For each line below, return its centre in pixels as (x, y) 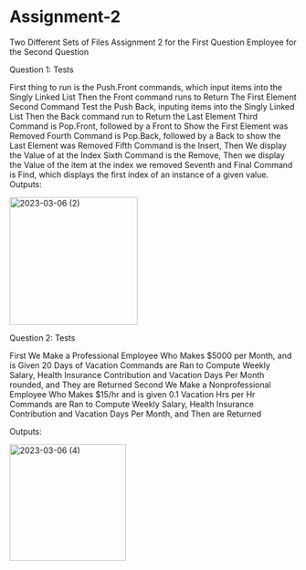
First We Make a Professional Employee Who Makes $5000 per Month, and (151, 355)
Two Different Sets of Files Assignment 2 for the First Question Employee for (153, 42)
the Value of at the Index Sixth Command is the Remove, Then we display (147, 155)
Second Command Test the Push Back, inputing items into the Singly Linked (152, 106)
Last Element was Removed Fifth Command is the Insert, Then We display (148, 145)
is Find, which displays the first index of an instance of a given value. (139, 174)
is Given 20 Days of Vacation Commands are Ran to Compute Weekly (140, 365)
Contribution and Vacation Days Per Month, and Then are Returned (136, 414)
